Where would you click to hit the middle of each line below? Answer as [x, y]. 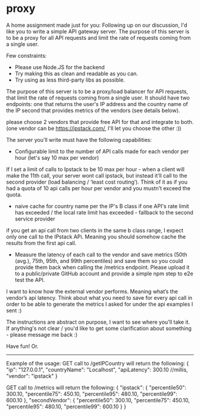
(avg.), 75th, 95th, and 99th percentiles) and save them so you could [99, 260]
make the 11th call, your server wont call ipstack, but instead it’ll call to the [97, 175]
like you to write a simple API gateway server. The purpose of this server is [98, 31]
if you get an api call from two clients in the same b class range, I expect [95, 230]
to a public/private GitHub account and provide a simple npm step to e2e [104, 274]
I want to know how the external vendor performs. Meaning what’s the [92, 291]
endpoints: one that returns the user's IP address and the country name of [97, 104]
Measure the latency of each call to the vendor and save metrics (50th [101, 254]
